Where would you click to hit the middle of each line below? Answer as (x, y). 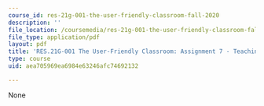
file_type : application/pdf (54, 37)
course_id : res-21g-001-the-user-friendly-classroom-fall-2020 (114, 15)
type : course (29, 59)
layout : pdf (27, 44)
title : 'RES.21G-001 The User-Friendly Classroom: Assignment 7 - (119, 51)
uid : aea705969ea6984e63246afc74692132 (73, 66)
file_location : (33, 30)
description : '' (35, 23)
